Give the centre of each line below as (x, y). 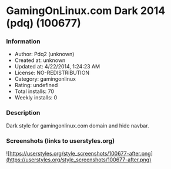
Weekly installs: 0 (36, 98)
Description (23, 113)
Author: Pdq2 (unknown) (44, 54)
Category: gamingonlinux (45, 79)
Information (23, 42)
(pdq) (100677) (43, 23)
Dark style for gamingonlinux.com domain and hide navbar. (78, 125)
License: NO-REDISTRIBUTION (52, 73)
